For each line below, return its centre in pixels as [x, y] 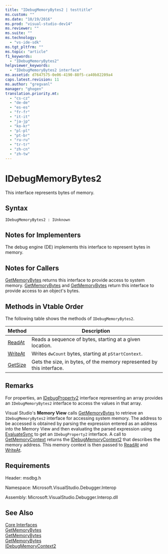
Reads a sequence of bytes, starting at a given [86, 339]
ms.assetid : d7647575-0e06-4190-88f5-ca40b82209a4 [59, 75]
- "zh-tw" [20, 154]
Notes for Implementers [43, 235]
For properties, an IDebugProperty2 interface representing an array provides [84, 397]
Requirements [27, 466]
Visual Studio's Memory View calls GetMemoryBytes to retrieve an [74, 412]
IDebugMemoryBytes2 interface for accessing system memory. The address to [84, 418]
